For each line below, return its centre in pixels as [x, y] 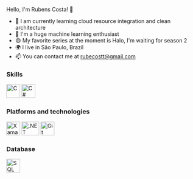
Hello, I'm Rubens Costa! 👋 [40, 9]
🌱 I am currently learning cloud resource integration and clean [93, 21]
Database [21, 149]
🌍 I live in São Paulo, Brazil [49, 47]
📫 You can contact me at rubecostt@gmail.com [75, 56]
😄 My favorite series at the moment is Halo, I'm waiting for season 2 [101, 40]
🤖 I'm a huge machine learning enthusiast [67, 34]
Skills [15, 74]
